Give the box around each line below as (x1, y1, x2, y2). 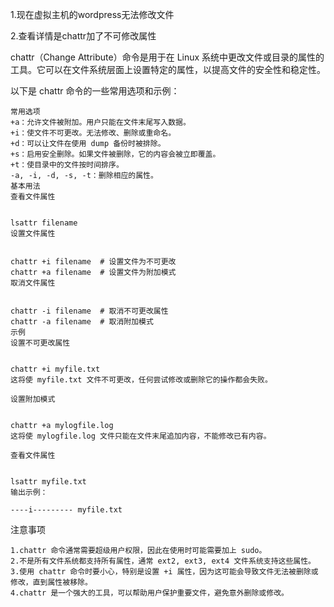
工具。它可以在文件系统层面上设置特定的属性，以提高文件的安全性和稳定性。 (10, 64, 326, 75)
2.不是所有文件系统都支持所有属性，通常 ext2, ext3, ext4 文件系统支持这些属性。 (10, 556, 317, 566)
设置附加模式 (10, 394, 56, 404)
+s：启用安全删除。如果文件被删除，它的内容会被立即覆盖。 (10, 149, 221, 159)
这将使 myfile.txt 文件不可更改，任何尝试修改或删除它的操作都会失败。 (10, 375, 273, 385)
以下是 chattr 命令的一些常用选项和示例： (10, 85, 180, 97)
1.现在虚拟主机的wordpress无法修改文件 (10, 9, 175, 20)
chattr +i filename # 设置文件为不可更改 (10, 257, 177, 267)
